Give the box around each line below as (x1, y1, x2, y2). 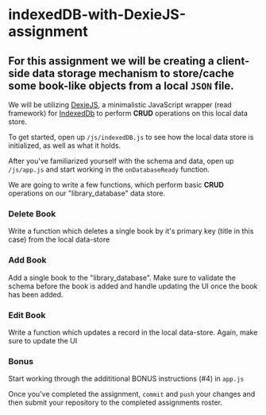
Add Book (8, 254, 47, 266)
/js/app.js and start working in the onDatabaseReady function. (8, 165, 210, 174)
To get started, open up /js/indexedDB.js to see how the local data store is (8, 133, 254, 142)
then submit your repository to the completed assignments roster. (8, 398, 223, 407)
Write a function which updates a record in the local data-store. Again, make (8, 328, 258, 337)
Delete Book (8, 208, 56, 219)
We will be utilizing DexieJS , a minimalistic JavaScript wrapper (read (8, 100, 232, 109)
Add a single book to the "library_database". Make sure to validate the (8, 273, 237, 282)
